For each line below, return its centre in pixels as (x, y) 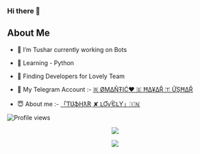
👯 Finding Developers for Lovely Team (71, 76)
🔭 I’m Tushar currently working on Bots (72, 49)
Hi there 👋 (24, 11)
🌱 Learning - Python (45, 63)
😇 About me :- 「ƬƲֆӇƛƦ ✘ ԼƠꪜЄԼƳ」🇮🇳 (78, 104)
